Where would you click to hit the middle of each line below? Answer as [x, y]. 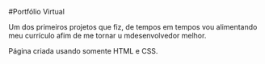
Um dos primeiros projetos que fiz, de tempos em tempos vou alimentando [133, 27]
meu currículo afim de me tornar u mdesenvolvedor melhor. [107, 36]
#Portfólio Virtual [36, 12]
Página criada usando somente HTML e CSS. [83, 51]
